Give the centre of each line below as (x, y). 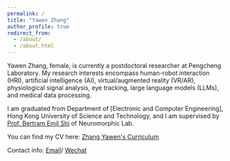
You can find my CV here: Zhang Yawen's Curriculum (83, 137)
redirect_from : (29, 33)
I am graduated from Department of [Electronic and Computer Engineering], (115, 109)
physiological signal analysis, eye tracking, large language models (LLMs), (113, 88)
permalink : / (26, 14)
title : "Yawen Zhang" (38, 20)
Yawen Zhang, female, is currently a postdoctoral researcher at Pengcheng (114, 66)
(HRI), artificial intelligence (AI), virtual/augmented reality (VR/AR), (101, 80)
